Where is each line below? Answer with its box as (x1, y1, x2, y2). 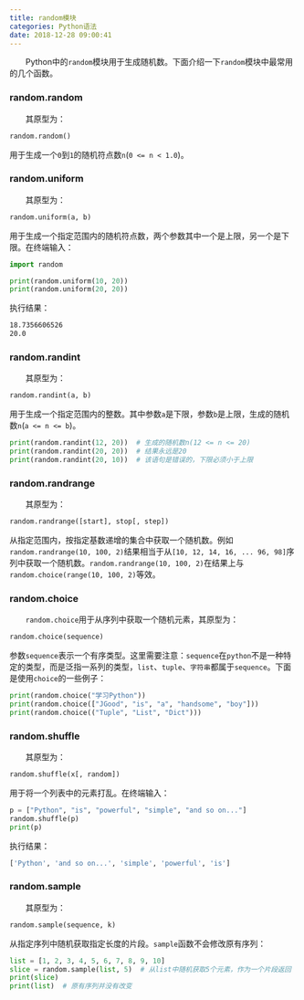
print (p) (9, 823, 43, 832)
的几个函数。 (9, 68, 58, 79)
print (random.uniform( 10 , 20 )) (9, 276, 129, 286)
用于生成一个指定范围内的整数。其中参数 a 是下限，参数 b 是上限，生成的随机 (9, 408, 290, 420)
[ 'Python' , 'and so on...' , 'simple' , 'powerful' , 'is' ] (9, 858, 231, 868)
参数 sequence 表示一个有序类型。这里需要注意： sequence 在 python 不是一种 (9, 650, 284, 661)
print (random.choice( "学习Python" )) (9, 691, 146, 700)
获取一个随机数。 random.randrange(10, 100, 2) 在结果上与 (25, 558, 245, 569)
